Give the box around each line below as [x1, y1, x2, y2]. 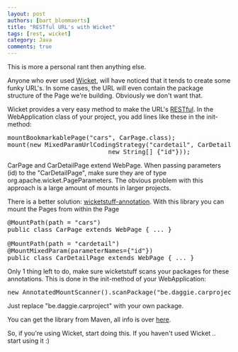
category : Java [7, 37, 52, 44]
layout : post [7, 10, 46, 18]
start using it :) [7, 336, 50, 345]
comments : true [7, 43, 52, 50]
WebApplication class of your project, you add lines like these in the [7, 112, 205, 121]
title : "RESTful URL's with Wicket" [7, 23, 115, 30]
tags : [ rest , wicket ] [7, 30, 72, 37]
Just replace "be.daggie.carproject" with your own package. [7, 302, 184, 310]
